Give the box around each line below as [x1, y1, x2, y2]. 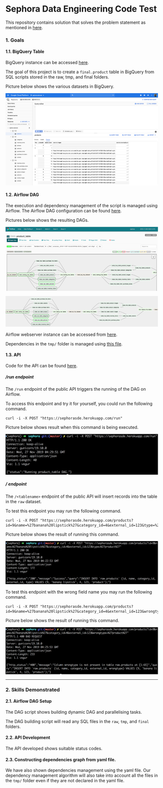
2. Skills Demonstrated [5, 686, 60, 693]
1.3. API [5, 352, 21, 358]
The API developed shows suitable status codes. [5, 746, 103, 752]
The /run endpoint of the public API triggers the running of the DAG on [5, 386, 146, 392]
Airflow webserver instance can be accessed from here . [5, 331, 118, 337]
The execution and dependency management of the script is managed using [5, 202, 158, 208]
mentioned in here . [5, 24, 43, 30]
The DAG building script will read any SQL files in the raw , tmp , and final [5, 718, 149, 724]
